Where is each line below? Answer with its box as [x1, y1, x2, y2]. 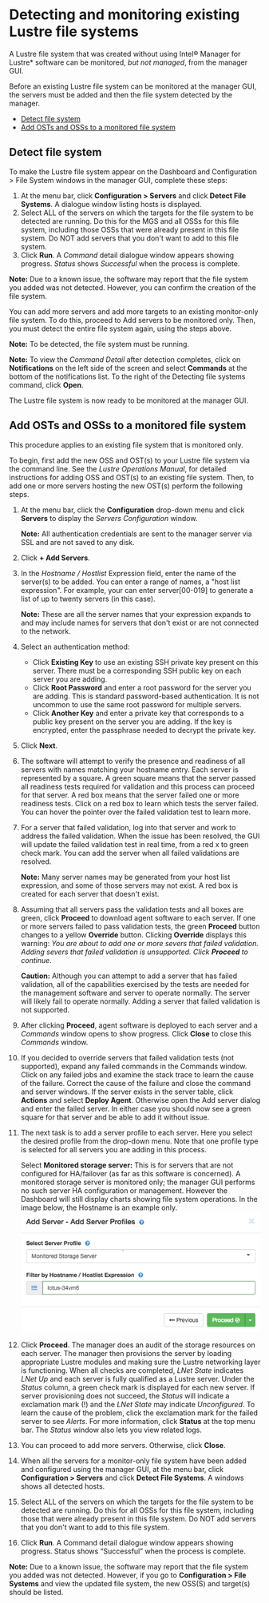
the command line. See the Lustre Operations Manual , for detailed [9, 463, 227, 473]
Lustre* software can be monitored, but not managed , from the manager [9, 58, 248, 67]
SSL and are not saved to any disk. [20, 537, 135, 547]
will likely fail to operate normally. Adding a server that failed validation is [20, 996, 260, 1006]
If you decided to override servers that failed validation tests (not [20, 1052, 235, 1062]
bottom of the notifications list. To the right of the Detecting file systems [9, 372, 246, 381]
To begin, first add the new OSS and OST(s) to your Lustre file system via [9, 455, 251, 465]
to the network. [20, 626, 71, 636]
